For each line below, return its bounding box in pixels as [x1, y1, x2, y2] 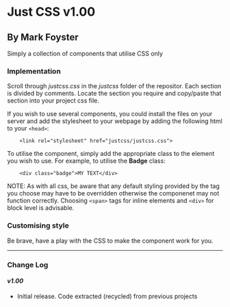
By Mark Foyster [7, 31, 79, 43]
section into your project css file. [7, 96, 99, 105]
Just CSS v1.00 [7, 4, 96, 20]
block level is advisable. [7, 204, 75, 212]
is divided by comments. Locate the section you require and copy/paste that [7, 90, 222, 98]
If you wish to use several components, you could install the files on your [7, 110, 213, 118]
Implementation [7, 66, 62, 76]
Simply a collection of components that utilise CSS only [7, 49, 163, 57]
